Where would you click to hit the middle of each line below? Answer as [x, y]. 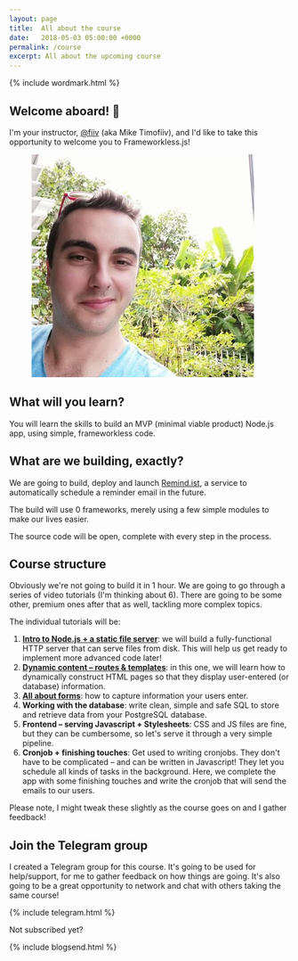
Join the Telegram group [79, 846]
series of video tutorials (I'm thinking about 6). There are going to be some [146, 595]
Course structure [58, 564]
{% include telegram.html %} [62, 913]
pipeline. [38, 743]
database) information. [64, 686]
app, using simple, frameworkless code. [82, 433]
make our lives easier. [49, 519]
